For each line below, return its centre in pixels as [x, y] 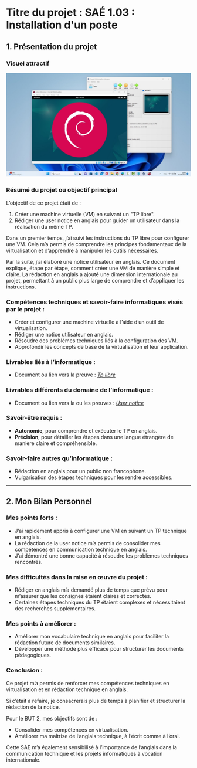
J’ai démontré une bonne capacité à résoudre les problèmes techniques [101, 555]
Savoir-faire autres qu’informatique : [60, 458]
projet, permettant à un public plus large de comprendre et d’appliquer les [95, 280]
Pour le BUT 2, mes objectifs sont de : [52, 718]
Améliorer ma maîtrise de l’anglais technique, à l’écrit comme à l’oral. [97, 736]
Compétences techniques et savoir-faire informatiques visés [95, 302]
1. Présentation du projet [52, 47]
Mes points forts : [32, 518]
